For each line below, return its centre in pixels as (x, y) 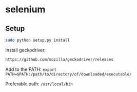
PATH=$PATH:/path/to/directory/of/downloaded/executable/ (68, 74)
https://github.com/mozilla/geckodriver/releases (60, 59)
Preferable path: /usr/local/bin (39, 84)
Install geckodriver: (26, 50)
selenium (25, 10)
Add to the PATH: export (31, 69)
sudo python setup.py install (38, 40)
